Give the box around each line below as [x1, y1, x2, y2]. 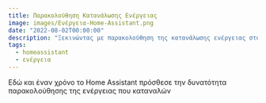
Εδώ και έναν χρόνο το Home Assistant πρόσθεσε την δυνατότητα [8, 77, 227, 87]
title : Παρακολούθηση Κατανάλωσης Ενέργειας [8, 11, 158, 20]
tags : [8, 41, 26, 49]
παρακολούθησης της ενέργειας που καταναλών [8, 86, 172, 95]
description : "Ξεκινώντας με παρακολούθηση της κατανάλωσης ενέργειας [8, 33, 246, 42]
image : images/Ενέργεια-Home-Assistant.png [8, 19, 154, 27]
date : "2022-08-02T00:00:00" [8, 26, 104, 34]
